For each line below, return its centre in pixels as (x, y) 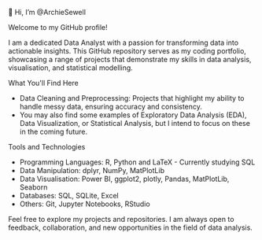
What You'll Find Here (43, 83)
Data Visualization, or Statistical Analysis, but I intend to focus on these (135, 123)
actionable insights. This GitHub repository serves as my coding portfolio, (127, 51)
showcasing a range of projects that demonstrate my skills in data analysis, (130, 59)
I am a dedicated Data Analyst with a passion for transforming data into (123, 42)
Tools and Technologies (47, 147)
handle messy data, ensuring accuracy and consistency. (111, 107)
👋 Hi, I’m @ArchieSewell (47, 12)
